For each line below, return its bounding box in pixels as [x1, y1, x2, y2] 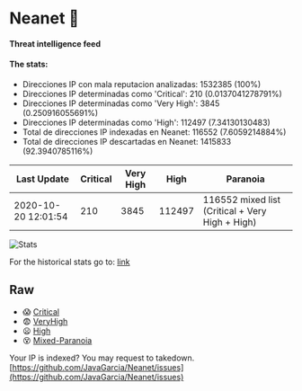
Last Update [16, 173, 70, 185]
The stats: [9, 58, 49, 70]
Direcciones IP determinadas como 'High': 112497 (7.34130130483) [22, 117, 271, 128]
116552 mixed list [202, 193, 281, 206]
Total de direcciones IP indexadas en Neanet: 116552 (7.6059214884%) [22, 126, 287, 138]
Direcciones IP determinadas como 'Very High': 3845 [22, 98, 220, 109]
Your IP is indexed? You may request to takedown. [9, 352, 195, 363]
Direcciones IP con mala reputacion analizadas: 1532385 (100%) [22, 78, 262, 89]
